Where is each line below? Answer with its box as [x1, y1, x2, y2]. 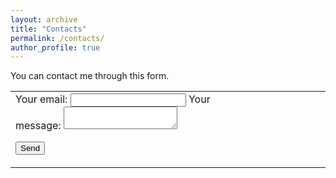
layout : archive [10, 14, 78, 25]
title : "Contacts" [10, 24, 87, 34]
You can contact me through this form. [10, 70, 170, 82]
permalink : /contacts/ [10, 33, 105, 43]
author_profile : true [10, 42, 101, 53]
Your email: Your [15, 92, 211, 106]
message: [15, 119, 62, 133]
